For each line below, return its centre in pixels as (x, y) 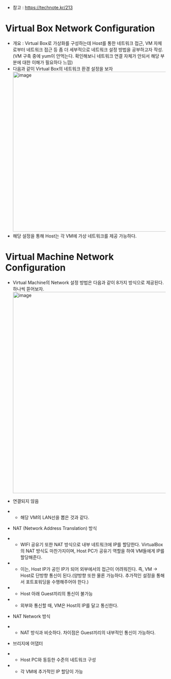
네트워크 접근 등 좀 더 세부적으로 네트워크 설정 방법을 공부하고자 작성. (95, 50)
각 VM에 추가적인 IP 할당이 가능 (51, 671)
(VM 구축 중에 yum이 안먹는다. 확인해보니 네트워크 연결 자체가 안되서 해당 (86, 56)
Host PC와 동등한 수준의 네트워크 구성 (58, 660)
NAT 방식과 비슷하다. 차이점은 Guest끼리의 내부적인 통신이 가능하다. (88, 633)
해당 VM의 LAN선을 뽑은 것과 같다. (55, 517)
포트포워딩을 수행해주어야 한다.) (57, 581)
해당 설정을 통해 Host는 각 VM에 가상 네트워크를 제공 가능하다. (75, 236)
